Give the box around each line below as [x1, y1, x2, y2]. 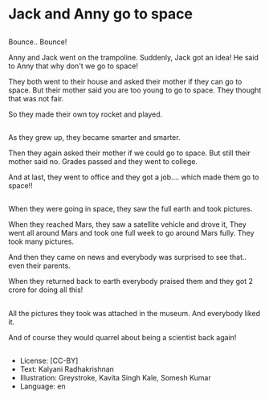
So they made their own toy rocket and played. [8, 109, 163, 119]
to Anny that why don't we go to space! [8, 61, 139, 71]
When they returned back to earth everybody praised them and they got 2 [8, 277, 253, 286]
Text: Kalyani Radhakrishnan [19, 364, 115, 374]
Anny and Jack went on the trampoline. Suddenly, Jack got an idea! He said [8, 52, 259, 62]
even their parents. [8, 261, 71, 270]
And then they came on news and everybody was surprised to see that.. [8, 253, 247, 262]
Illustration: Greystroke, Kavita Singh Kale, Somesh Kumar [19, 373, 211, 383]
